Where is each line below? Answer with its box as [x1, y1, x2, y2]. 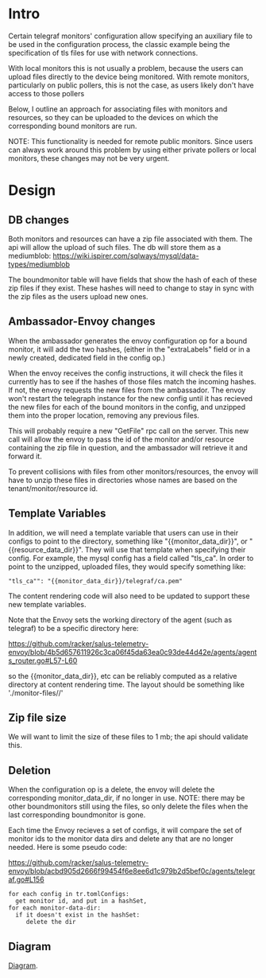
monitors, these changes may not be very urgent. [8, 153, 170, 163]
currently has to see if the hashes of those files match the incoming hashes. [8, 376, 256, 386]
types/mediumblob [8, 259, 70, 269]
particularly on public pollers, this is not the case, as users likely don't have [8, 80, 254, 90]
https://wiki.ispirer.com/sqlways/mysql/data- [52, 251, 199, 260]
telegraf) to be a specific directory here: [8, 623, 139, 633]
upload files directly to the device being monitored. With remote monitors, [8, 72, 250, 81]
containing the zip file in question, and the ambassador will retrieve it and [8, 442, 248, 452]
